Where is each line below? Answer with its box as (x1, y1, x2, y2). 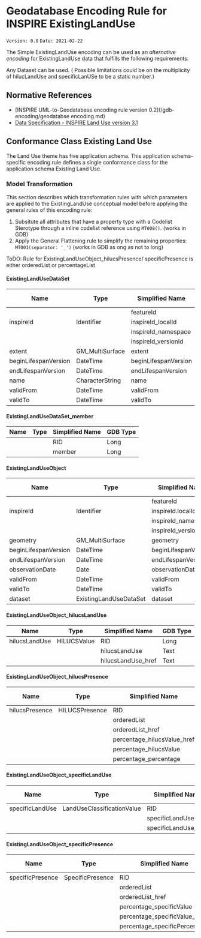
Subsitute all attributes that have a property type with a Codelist (14, 218, 172, 225)
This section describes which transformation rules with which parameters (6, 193, 188, 200)
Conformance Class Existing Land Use (6, 136, 153, 146)
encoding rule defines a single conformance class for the (27, 158, 168, 166)
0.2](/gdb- (148, 106, 175, 113)
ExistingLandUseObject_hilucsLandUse (6, 612, 107, 619)
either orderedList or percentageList (6, 261, 96, 268)
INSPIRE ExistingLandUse (6, 17, 136, 31)
